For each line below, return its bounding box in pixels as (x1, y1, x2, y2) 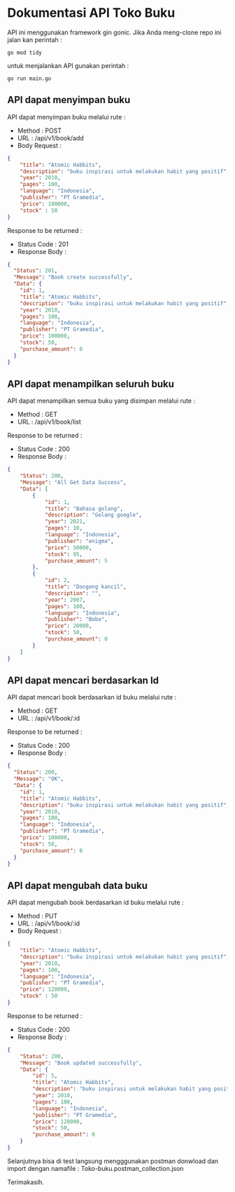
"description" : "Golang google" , (44, 511, 142, 518)
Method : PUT (17, 912, 58, 920)
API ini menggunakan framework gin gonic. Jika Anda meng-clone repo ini (7, 28, 222, 36)
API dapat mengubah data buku (7, 879, 148, 892)
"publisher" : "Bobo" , (44, 616, 108, 623)
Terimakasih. (7, 1177, 44, 1186)
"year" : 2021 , (44, 518, 86, 525)
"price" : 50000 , (44, 544, 92, 551)
